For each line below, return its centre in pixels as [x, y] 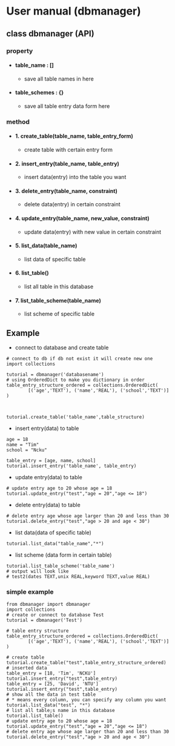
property [20, 51]
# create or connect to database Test [55, 615]
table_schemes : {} [39, 93]
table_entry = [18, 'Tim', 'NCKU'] [51, 674]
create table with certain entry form [68, 150]
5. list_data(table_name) [46, 246]
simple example [30, 591]
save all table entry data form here [67, 106]
